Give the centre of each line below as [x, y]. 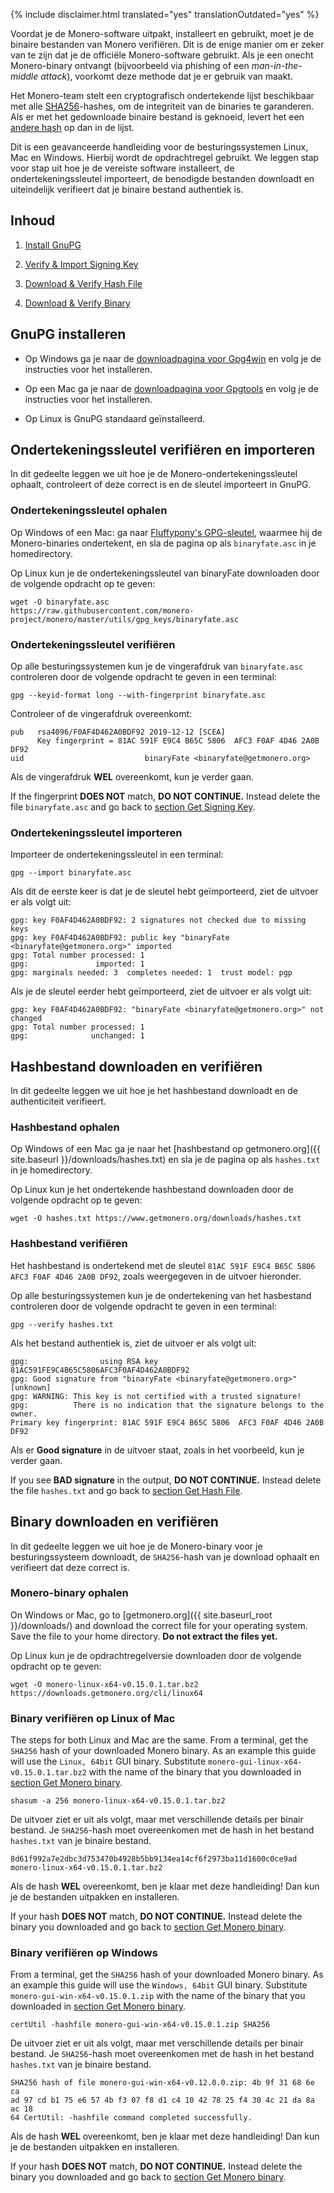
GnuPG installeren [68, 334]
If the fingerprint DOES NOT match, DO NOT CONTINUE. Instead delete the [165, 796]
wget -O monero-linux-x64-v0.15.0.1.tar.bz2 [104, 1684]
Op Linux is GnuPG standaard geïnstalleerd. [115, 418]
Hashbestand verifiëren [69, 1244]
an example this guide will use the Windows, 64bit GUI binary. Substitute [159, 1985]
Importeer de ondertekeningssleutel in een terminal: [117, 855]
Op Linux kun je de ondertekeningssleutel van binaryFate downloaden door [165, 573]
